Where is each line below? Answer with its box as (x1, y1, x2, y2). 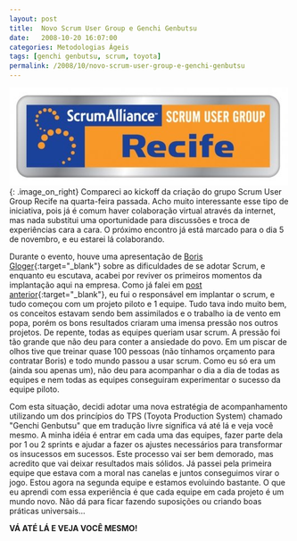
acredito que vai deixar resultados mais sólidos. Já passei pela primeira (9, 458, 272, 469)
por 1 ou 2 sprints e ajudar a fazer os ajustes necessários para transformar (9, 439, 283, 450)
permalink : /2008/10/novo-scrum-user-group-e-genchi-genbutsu (9, 62, 245, 71)
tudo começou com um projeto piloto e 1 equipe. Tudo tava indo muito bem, (9, 299, 287, 309)
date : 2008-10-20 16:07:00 (9, 33, 118, 42)
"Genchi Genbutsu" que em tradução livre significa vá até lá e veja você (9, 420, 274, 430)
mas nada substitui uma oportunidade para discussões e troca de (9, 215, 251, 225)
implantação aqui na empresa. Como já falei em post (9, 279, 202, 290)
